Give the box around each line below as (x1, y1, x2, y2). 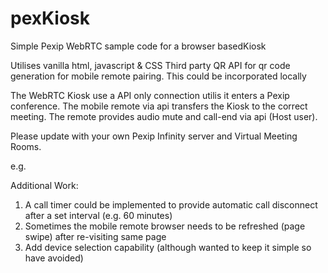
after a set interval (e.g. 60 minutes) (24, 209, 173, 221)
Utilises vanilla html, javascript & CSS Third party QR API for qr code (10, 59, 291, 71)
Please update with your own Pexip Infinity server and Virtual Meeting (10, 130, 298, 142)
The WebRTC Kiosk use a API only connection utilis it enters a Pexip (10, 89, 290, 101)
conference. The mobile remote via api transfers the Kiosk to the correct (10, 100, 308, 112)
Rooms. (10, 140, 42, 152)
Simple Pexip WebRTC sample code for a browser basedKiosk (10, 40, 267, 52)
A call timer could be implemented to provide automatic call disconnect (24, 198, 318, 211)
